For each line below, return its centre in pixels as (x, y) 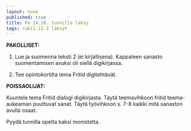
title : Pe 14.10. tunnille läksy (47, 23)
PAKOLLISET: (23, 45)
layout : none (22, 12)
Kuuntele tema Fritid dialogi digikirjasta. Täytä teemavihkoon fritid (86, 98)
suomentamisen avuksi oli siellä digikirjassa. (69, 63)
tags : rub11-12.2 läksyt (37, 28)
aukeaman (19, 104)
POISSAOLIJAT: (26, 86)
